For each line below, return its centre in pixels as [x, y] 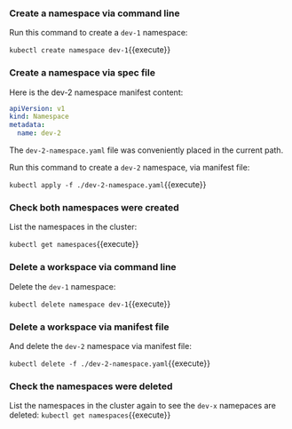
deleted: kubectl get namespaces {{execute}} [90, 415]
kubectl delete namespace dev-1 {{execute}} [90, 304]
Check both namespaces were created [94, 208]
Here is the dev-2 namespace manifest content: [96, 92]
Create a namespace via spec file [82, 73]
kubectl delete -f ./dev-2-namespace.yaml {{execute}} [110, 363]
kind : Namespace [39, 117]
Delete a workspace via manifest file [89, 327]
